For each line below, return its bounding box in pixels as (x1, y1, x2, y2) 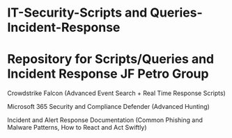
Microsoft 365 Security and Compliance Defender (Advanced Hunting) (7, 103, 210, 111)
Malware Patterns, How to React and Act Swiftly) (7, 123, 148, 132)
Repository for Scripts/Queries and (7, 51, 215, 67)
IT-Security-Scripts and (7, 5, 148, 21)
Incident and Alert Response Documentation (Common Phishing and (7, 116, 203, 124)
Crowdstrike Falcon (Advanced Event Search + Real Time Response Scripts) (7, 89, 226, 98)
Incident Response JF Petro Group (7, 66, 209, 82)
